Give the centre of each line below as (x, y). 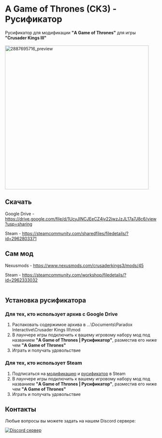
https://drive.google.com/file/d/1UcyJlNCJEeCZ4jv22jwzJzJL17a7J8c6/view (81, 219)
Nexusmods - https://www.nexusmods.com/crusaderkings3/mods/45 (74, 266)
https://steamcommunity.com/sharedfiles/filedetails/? (75, 233)
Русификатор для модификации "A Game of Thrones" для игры (71, 32)
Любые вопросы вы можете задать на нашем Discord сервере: (70, 421)
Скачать (19, 202)
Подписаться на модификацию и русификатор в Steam (69, 374)
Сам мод (19, 254)
